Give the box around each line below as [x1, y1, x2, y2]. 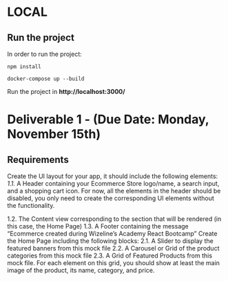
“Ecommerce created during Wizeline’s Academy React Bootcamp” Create [7, 229, 218, 238]
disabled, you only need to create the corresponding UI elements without [7, 194, 215, 202]
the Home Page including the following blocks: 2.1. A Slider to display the [7, 237, 214, 245]
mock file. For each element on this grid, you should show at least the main [7, 259, 220, 267]
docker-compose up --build [7, 75, 85, 82]
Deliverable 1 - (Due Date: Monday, [7, 112, 209, 128]
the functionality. [7, 202, 55, 209]
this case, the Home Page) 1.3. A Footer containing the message [7, 222, 189, 230]
